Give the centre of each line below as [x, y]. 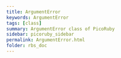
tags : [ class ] [24, 23]
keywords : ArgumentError [38, 18]
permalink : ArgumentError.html [46, 40]
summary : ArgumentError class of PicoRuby [60, 29]
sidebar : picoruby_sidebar [40, 34]
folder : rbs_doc [27, 46]
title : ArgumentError [34, 12]
